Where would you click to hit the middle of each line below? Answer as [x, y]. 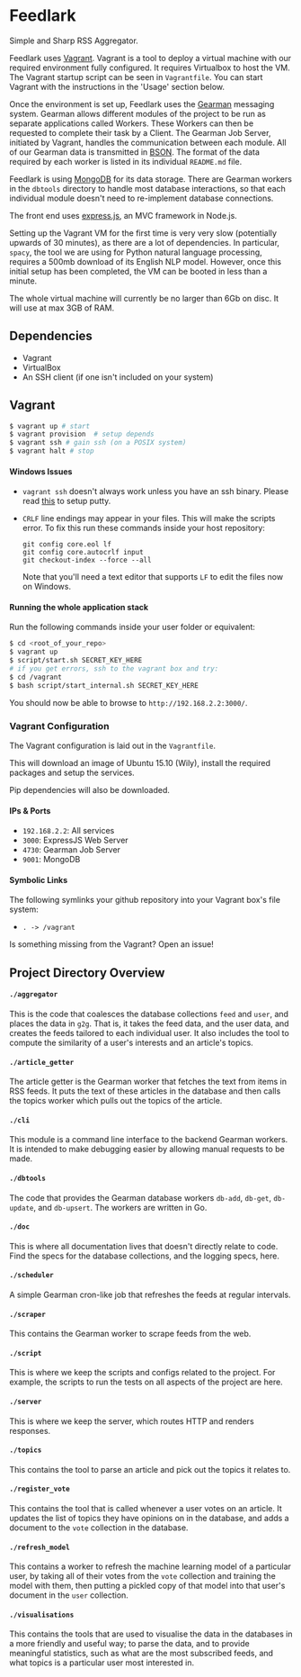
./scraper [28, 1314]
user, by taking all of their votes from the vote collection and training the [142, 1576]
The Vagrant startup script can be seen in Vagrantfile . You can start [136, 77]
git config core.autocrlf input [83, 553]
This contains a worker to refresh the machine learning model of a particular [150, 1566]
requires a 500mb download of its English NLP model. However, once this [145, 261]
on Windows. [47, 587]
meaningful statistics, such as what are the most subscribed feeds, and [142, 1654]
